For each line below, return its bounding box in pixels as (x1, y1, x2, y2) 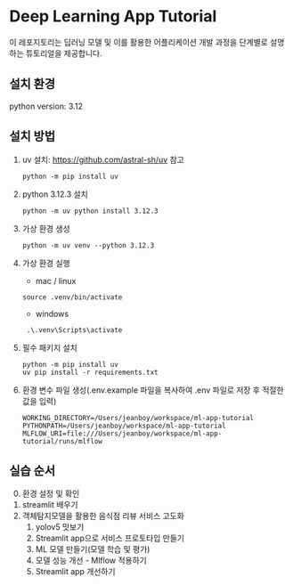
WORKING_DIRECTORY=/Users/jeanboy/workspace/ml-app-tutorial (21, 413, 255, 422)
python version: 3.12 (9, 101, 83, 111)
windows (35, 308, 69, 319)
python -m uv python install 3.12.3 (21, 207, 159, 215)
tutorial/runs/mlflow (21, 436, 102, 446)
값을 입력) (21, 395, 57, 406)
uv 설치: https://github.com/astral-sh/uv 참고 (21, 154, 184, 165)
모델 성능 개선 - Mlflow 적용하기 (35, 555, 147, 566)
